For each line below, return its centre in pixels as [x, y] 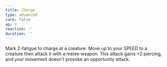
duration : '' [19, 34]
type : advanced [21, 15]
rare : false [18, 19]
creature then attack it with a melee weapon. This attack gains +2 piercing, [83, 54]
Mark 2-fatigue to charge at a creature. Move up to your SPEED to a [76, 48]
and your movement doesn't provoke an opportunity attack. [68, 59]
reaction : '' [19, 29]
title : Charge [20, 10]
